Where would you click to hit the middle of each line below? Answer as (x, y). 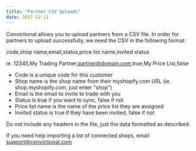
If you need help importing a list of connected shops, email (78, 135)
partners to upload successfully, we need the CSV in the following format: (96, 40)
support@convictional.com (39, 142)
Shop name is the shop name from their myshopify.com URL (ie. (93, 81)
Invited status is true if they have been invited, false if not (85, 113)
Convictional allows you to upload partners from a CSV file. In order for (93, 34)
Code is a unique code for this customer (64, 75)
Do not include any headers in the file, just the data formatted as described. (98, 124)
